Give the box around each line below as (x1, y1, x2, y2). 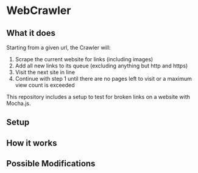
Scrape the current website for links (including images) (15, 56, 154, 63)
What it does (6, 28, 56, 38)
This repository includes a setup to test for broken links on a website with (6, 93, 191, 100)
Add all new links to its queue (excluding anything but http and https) (15, 62, 188, 69)
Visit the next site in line (15, 69, 75, 76)
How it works (6, 138, 57, 148)
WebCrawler (6, 4, 71, 18)
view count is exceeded (15, 81, 75, 89)
